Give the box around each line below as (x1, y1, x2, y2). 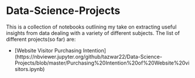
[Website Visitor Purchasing (14, 47, 82, 54)
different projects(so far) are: (6, 36, 76, 42)
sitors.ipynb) (14, 65, 45, 72)
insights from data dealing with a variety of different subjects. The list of (6, 29, 180, 36)
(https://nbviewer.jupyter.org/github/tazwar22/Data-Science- (14, 53, 163, 60)
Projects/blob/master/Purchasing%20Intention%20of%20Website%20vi (14, 59, 190, 66)
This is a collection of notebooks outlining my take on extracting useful (6, 23, 177, 30)
